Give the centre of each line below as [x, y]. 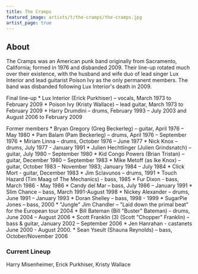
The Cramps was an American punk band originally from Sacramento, [92, 61]
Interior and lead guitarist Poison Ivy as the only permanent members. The [97, 80]
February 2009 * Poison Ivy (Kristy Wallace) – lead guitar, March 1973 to [95, 104]
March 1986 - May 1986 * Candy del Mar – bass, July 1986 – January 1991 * [99, 186]
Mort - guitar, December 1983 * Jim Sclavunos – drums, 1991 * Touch [92, 173]
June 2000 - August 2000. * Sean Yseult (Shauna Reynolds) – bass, [89, 230]
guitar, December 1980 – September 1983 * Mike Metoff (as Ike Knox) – [94, 160]
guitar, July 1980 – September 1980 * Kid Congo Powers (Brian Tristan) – [95, 154]
